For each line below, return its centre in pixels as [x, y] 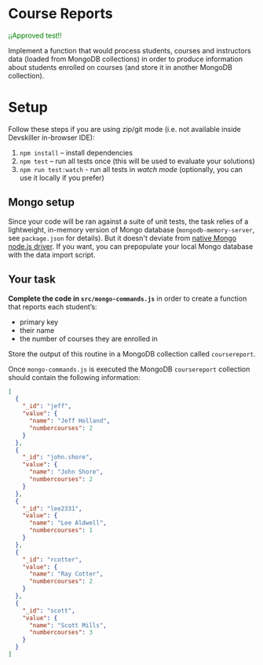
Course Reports [60, 14]
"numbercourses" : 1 [60, 531]
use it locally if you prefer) [62, 177]
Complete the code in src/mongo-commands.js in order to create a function [128, 298]
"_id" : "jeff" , [47, 406]
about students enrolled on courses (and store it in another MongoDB [121, 67]
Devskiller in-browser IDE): [51, 137]
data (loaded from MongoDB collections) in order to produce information [126, 59]
